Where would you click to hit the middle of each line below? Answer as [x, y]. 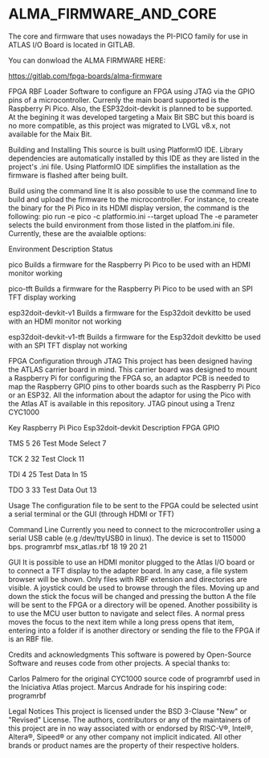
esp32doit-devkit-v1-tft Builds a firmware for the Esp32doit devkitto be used [134, 336]
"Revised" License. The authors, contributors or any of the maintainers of [130, 719]
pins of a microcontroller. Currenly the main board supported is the [119, 100]
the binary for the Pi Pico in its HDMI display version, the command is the [129, 208]
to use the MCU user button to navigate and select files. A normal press [126, 613]
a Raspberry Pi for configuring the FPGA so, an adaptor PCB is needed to [129, 377]
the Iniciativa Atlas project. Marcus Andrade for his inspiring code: [118, 687]
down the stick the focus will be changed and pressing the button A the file [132, 596]
